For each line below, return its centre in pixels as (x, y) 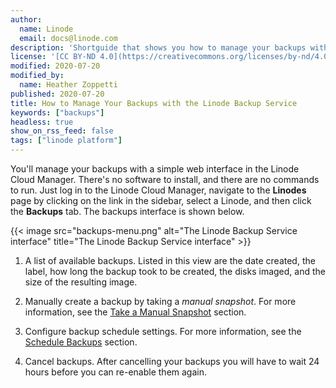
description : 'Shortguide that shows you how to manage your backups (158, 47)
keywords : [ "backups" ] (57, 112)
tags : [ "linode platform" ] (66, 141)
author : (26, 19)
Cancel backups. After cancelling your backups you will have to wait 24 (172, 361)
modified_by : (37, 76)
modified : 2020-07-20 (55, 66)
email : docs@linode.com (68, 38)
